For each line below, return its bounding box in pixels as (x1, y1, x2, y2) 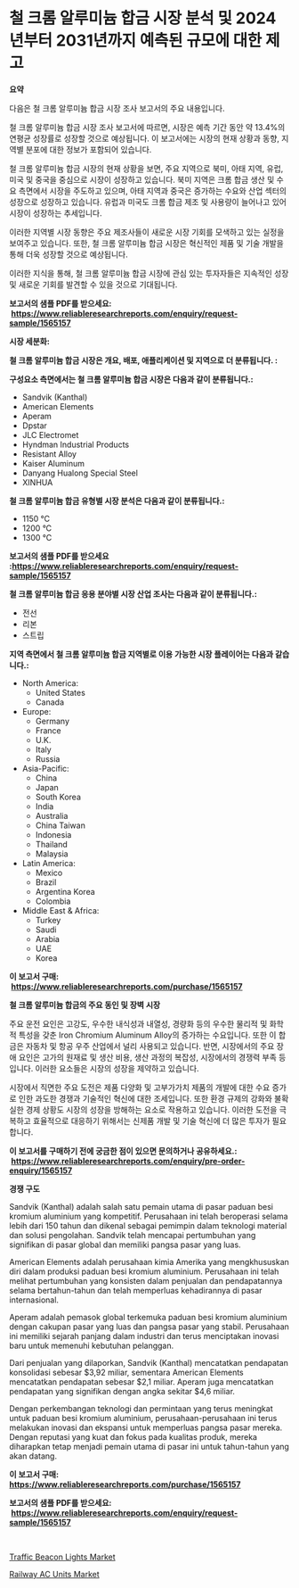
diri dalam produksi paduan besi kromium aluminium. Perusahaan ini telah (9, 1266, 279, 1277)
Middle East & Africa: (21, 905, 100, 915)
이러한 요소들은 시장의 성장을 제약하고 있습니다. (35, 1063, 199, 1073)
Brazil (35, 876, 57, 888)
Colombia (35, 896, 71, 906)
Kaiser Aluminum (21, 458, 85, 468)
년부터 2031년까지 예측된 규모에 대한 (9, 30, 263, 51)
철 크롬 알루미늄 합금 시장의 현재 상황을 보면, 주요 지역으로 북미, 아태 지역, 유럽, (9, 162, 284, 174)
